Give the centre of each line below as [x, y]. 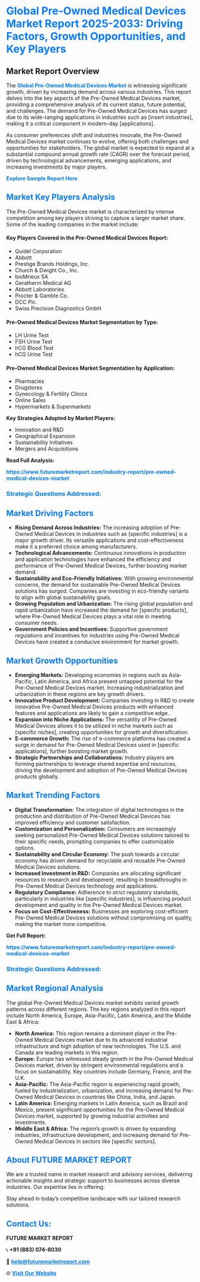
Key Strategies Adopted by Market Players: [61, 418]
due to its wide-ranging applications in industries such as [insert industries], [100, 117]
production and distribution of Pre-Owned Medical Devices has [93, 816]
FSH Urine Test [33, 342]
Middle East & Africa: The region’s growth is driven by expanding [95, 1128]
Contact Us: [29, 1224]
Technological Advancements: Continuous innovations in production [100, 553]
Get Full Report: [26, 936]
